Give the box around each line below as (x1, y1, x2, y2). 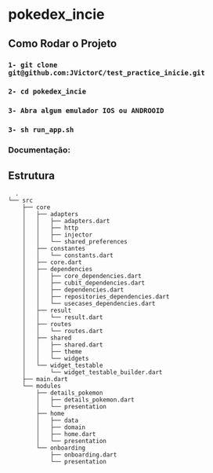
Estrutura (8, 169, 56, 182)
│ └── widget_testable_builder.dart (22, 368, 163, 376)
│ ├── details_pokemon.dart (36, 396, 135, 404)
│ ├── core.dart (22, 258, 82, 266)
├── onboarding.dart (49, 451, 117, 459)
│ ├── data (36, 416, 79, 424)
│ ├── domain (36, 423, 86, 431)
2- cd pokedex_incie (8, 87, 87, 96)
